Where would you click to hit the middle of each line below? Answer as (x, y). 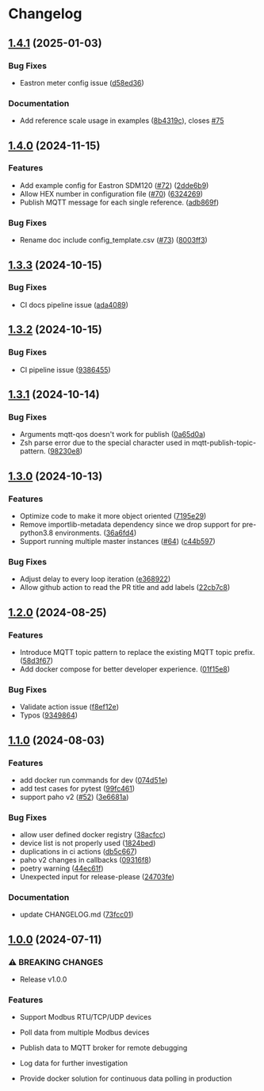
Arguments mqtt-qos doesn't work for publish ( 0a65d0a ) (113, 434)
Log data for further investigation (74, 1063)
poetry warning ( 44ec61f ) (62, 868)
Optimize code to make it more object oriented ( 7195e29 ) (113, 515)
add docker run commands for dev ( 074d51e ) (94, 780)
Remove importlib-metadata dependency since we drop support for (130, 524)
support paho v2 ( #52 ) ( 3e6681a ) (74, 797)
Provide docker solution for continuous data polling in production (126, 1078)
